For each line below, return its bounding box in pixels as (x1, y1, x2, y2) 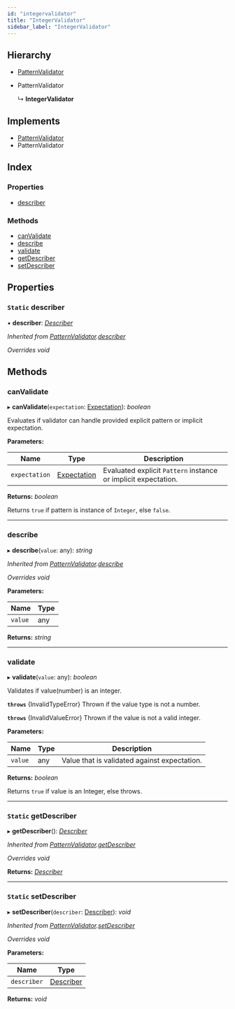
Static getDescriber (7, 811, 77, 821)
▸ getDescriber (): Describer (7, 827, 87, 835)
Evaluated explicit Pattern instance (103, 466, 218, 476)
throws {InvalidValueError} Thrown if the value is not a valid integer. (7, 713, 201, 721)
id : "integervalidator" (7, 10, 77, 17)
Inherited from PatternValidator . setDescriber (7, 921, 135, 929)
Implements (7, 115, 61, 127)
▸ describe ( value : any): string (7, 546, 93, 554)
